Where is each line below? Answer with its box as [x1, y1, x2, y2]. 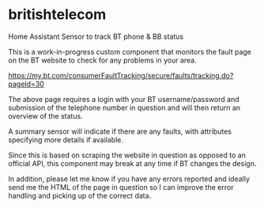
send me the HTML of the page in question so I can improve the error [8, 182, 234, 191]
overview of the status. [8, 111, 83, 120]
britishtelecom [8, 6, 107, 24]
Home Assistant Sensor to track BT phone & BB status [8, 32, 184, 41]
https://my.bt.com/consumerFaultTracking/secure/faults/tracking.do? [8, 70, 234, 80]
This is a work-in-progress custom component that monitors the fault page [8, 47, 251, 56]
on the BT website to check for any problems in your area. [8, 55, 197, 65]
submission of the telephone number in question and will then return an [8, 103, 241, 112]
